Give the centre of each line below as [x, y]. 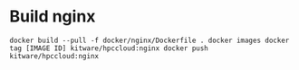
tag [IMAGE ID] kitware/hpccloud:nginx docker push [109, 48]
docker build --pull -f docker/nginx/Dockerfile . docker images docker [149, 40]
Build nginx [53, 17]
